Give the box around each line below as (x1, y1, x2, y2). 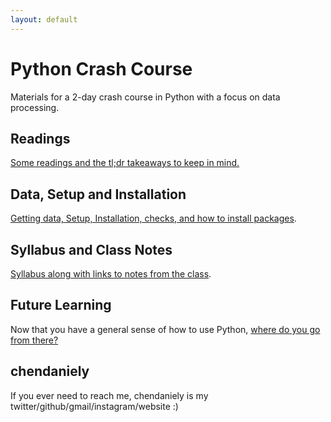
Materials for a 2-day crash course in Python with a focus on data (10, 91, 281, 103)
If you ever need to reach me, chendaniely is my (10, 389, 209, 401)
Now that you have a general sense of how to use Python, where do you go (10, 323, 321, 335)
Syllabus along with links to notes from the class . (10, 268, 212, 280)
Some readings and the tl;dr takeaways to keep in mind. (10, 157, 240, 169)
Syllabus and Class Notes (10, 241, 173, 258)
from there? (10, 334, 59, 346)
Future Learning (10, 297, 112, 314)
